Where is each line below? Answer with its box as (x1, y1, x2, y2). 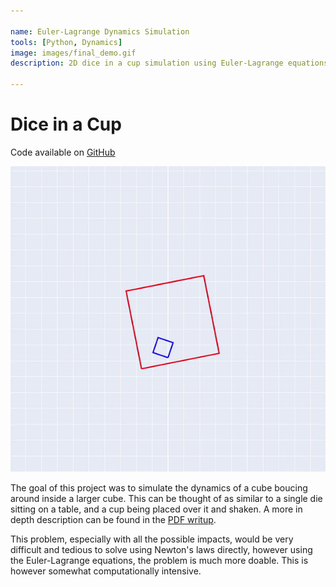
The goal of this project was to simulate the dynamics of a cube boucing (10, 481, 308, 494)
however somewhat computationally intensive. (10, 565, 202, 577)
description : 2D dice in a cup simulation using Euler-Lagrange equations (10, 58, 329, 69)
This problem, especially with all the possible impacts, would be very (10, 533, 294, 545)
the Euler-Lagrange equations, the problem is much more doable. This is (10, 554, 309, 566)
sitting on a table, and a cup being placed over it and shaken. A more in (10, 503, 303, 515)
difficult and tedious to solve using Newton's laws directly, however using (10, 543, 313, 555)
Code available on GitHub (10, 146, 116, 158)
